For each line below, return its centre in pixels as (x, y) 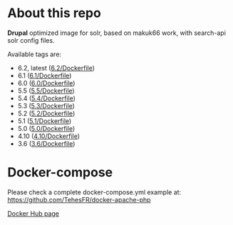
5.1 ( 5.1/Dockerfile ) (45, 121)
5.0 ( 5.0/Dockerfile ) (46, 128)
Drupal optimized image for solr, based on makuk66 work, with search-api (117, 33)
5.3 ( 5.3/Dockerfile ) (46, 105)
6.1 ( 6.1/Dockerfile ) (45, 75)
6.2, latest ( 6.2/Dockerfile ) (56, 68)
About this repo (54, 13)
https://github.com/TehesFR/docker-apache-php (79, 199)
